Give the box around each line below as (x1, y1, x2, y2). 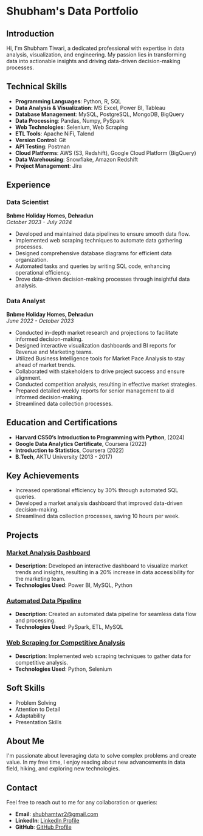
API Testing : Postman (15, 143, 71, 150)
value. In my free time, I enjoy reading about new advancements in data (6, 758, 185, 766)
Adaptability (15, 712, 46, 719)
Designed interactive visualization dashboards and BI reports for (15, 341, 176, 349)
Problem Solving (15, 699, 57, 706)
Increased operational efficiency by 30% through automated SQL (15, 487, 179, 494)
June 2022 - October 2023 (6, 317, 74, 324)
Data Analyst (6, 296, 46, 305)
